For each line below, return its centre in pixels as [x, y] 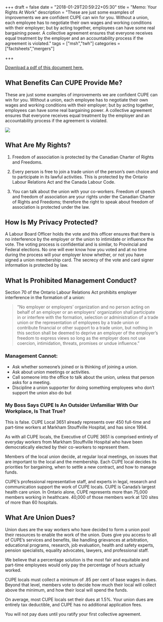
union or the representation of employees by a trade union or [78, 322]
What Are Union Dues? [40, 518]
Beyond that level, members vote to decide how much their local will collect [81, 585]
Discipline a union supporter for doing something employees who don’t [83, 387]
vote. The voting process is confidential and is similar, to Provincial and [76, 244]
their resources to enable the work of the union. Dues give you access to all [81, 535]
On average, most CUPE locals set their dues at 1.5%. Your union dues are [79, 599]
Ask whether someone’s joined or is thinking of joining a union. [75, 366]
